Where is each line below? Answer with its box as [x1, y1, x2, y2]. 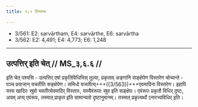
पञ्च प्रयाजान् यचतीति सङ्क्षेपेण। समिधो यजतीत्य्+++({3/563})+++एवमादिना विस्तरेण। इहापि [6, 81, 186, 88]
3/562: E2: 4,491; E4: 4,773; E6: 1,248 [14, 36, 107, 43]
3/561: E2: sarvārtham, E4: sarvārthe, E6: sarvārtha [14, 30, 139, 37]
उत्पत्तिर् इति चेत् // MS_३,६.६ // [6, 59, 102, 69]
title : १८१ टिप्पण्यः [6, 8, 47, 15]
